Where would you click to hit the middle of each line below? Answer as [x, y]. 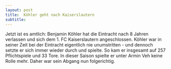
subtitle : [16, 19]
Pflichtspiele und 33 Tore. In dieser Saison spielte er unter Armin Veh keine [84, 56]
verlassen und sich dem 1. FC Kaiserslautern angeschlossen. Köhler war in [83, 39]
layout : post [19, 10]
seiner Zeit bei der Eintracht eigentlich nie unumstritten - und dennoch [79, 45]
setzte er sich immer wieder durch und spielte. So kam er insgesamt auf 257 [86, 50]
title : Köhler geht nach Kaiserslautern [50, 15]
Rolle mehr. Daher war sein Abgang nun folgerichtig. [60, 61]
